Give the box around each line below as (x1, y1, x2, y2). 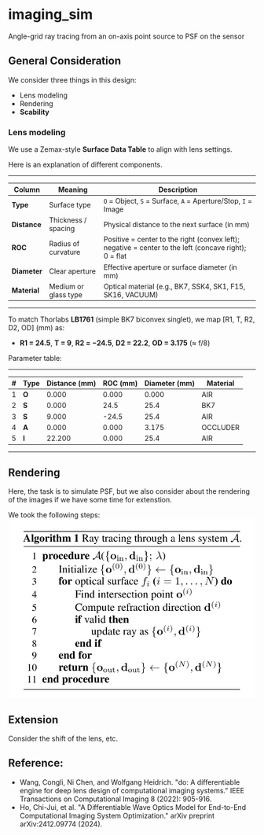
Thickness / (49, 215, 87, 225)
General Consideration (8, 54, 122, 68)
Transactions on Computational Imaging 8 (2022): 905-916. (19, 794, 212, 804)
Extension (8, 713, 59, 726)
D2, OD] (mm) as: (8, 323, 65, 333)
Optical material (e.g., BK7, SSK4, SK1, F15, (103, 281, 246, 291)
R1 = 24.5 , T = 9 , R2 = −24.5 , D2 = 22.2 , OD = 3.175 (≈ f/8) (19, 338, 211, 348)
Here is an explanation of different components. (8, 160, 163, 170)
